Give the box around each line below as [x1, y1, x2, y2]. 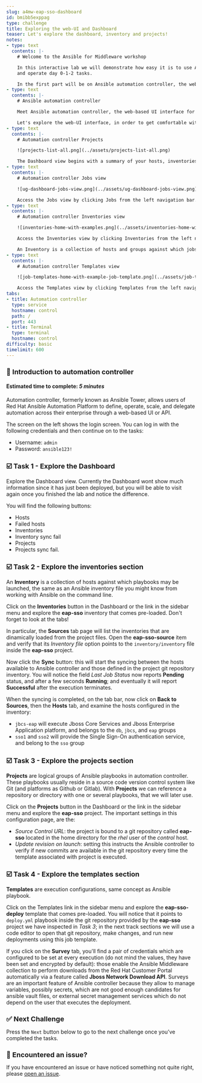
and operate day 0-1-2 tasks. [17, 70, 93, 76]
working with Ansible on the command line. [6, 591, 113, 599]
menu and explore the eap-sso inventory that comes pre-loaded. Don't [6, 609, 182, 617]
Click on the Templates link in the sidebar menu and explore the [6, 903, 164, 911]
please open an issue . [6, 1070, 61, 1078]
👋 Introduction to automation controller [6, 367, 134, 376]
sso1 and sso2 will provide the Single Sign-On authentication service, [14, 733, 185, 740]
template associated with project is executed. [14, 853, 127, 860]
